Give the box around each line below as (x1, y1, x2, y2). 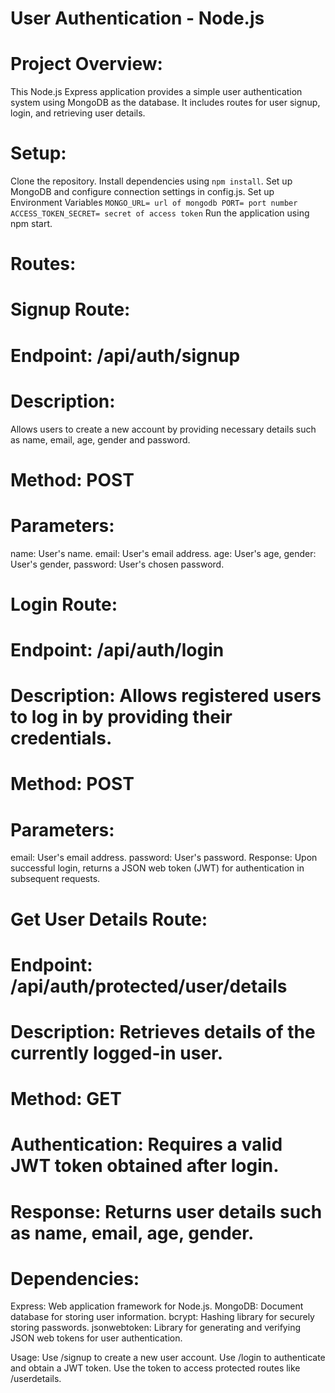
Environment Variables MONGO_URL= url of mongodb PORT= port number (10, 197, 298, 209)
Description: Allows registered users (10, 685, 322, 707)
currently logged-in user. (10, 1042, 224, 1064)
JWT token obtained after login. (10, 1155, 280, 1177)
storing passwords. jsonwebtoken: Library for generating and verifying (10, 1322, 301, 1334)
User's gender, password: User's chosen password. (10, 558, 225, 570)
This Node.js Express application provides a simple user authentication (10, 86, 303, 98)
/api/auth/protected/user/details (10, 975, 288, 997)
